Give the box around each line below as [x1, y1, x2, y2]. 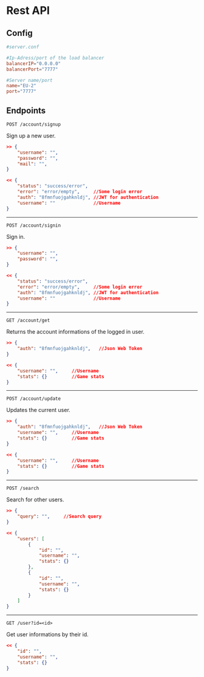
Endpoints [6, 105, 46, 115]
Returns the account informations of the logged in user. [6, 328, 144, 335]
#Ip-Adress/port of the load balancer [6, 55, 104, 61]
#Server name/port [6, 77, 53, 83]
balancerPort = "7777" [6, 66, 59, 72]
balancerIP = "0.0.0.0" [6, 60, 61, 67]
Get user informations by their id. [6, 631, 89, 638]
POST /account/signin [6, 222, 61, 229]
